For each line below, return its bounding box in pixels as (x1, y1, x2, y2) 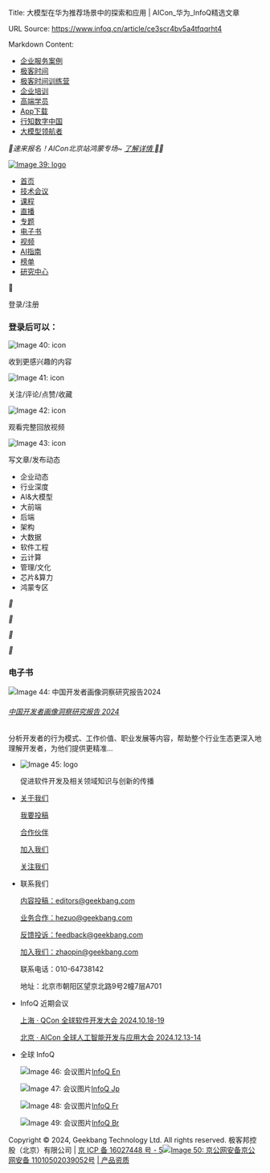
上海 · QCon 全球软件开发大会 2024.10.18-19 (19, 1015, 165, 1025)
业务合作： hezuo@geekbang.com (19, 912, 133, 922)
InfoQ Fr (92, 1101, 119, 1110)
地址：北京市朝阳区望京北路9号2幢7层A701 (19, 981, 162, 990)
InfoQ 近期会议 (19, 998, 69, 1008)
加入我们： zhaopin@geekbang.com (19, 947, 139, 957)
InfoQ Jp (91, 1084, 121, 1093)
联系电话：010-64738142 (19, 964, 104, 973)
